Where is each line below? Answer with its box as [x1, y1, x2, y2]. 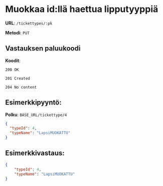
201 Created [5, 76, 30, 81]
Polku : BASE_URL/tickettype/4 [5, 111, 67, 117]
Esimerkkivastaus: [5, 149, 65, 157]
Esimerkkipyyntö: [5, 98, 62, 107]
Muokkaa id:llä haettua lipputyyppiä [5, 3, 158, 15]
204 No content [5, 84, 37, 89]
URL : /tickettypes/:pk [5, 20, 53, 26]
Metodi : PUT [5, 29, 30, 35]
